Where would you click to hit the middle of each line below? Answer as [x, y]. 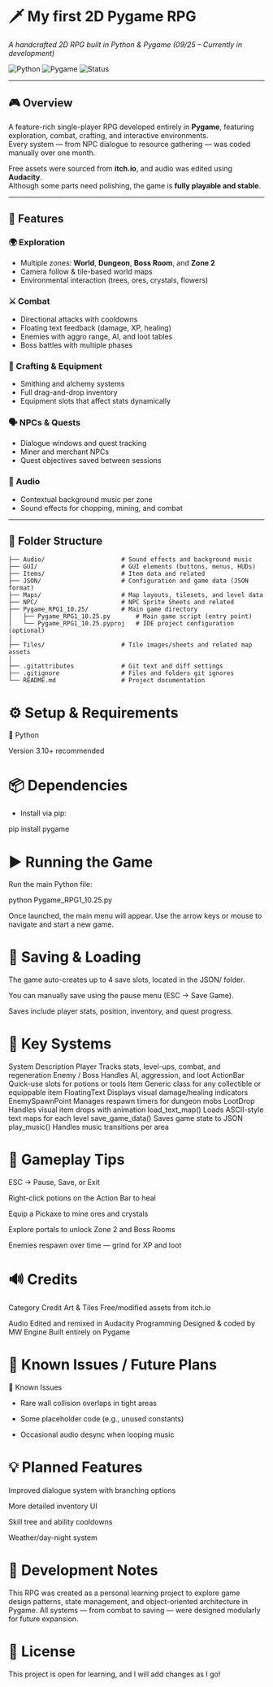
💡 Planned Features [76, 1467]
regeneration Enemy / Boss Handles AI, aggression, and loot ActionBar [127, 1075]
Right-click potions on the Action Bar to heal [82, 1198]
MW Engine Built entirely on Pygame [69, 1332]
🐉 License [42, 1651]
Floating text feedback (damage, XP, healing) [96, 327]
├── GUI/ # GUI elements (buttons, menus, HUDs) [132, 567]
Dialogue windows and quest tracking [83, 443]
